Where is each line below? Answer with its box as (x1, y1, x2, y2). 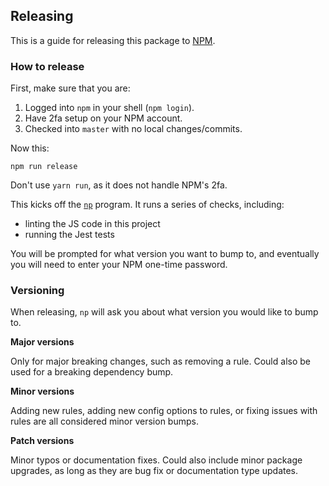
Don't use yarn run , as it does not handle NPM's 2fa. (10, 179, 228, 191)
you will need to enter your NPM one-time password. (10, 259, 228, 271)
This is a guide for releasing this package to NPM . (10, 34, 216, 46)
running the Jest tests (24, 229, 115, 241)
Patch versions (10, 435, 75, 447)
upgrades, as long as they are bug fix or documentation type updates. (10, 465, 299, 477)
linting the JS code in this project (24, 218, 161, 230)
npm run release (10, 162, 78, 172)
